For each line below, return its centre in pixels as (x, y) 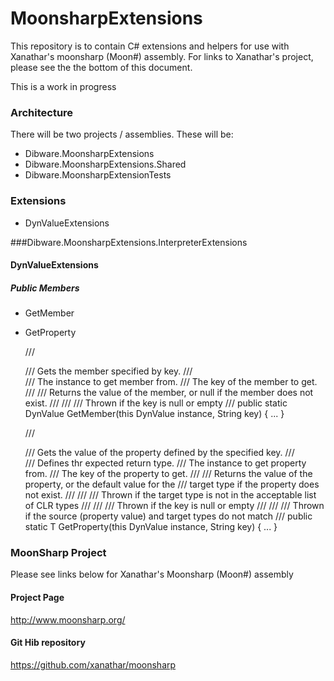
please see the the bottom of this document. (101, 67)
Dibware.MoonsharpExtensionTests (98, 175)
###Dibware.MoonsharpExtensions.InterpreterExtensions (129, 242)
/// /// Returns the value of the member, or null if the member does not (169, 393)
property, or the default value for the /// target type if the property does (172, 484)
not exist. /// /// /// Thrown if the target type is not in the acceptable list (170, 495)
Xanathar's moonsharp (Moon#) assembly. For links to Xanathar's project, (162, 56)
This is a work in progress (63, 86)
